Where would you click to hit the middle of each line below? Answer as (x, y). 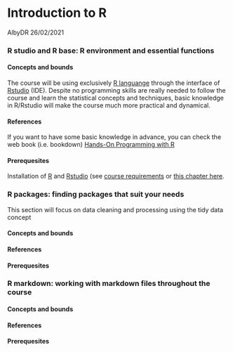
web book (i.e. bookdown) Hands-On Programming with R (91, 145)
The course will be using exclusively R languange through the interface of (114, 83)
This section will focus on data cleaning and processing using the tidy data (115, 209)
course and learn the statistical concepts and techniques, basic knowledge (116, 98)
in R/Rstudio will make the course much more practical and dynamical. (109, 105)
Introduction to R (57, 13)
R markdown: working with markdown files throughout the (109, 284)
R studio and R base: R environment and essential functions (111, 51)
